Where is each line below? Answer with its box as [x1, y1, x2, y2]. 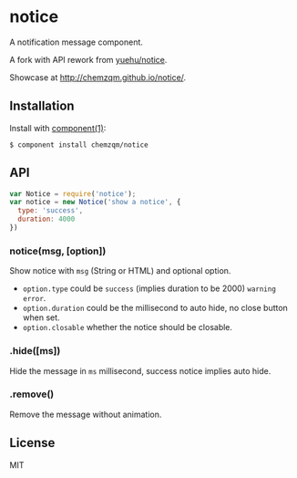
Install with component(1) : [9, 122, 107, 133]
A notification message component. [9, 36, 144, 47]
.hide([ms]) [9, 345, 61, 358]
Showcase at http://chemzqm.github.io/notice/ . [9, 71, 187, 83]
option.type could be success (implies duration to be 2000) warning [22, 283, 276, 294]
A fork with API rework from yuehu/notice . [9, 54, 168, 65]
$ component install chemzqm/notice [9, 140, 148, 150]
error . [22, 293, 46, 304]
